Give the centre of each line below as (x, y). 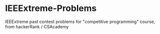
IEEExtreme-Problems (51, 8)
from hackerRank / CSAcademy (37, 26)
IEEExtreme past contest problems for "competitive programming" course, (80, 22)
